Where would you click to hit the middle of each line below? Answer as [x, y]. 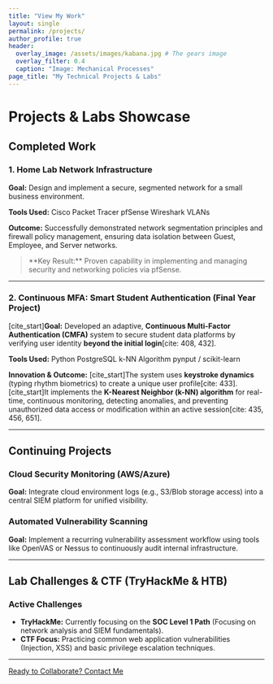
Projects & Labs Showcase [100, 117]
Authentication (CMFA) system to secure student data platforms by [122, 334]
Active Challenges [45, 604]
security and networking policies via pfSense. [105, 269]
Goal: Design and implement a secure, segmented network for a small [126, 187]
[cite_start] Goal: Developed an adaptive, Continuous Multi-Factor [119, 325]
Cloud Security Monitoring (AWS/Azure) [89, 474]
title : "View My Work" [47, 16]
